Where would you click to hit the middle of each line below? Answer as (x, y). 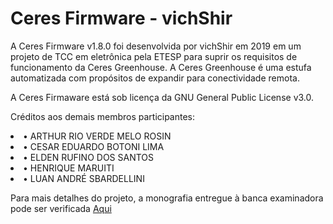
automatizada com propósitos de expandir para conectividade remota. (155, 78)
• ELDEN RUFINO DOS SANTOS (89, 157)
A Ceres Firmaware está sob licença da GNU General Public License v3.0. (162, 97)
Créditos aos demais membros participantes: (103, 116)
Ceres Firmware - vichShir (121, 18)
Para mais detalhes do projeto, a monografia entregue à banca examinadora (167, 198)
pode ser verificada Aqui (61, 208)
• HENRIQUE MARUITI (69, 168)
